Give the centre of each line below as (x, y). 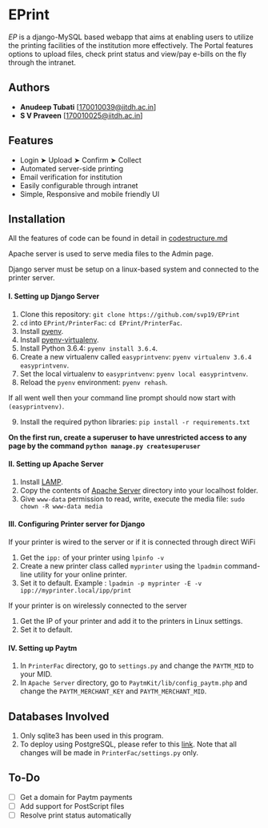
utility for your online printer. (80, 574)
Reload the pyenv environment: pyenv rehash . (94, 382)
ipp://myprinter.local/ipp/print (76, 590)
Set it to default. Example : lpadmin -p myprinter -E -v (111, 583)
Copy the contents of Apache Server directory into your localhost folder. (139, 490)
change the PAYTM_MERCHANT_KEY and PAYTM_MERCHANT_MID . (113, 691)
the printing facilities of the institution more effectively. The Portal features (131, 45)
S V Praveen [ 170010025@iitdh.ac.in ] (81, 115)
